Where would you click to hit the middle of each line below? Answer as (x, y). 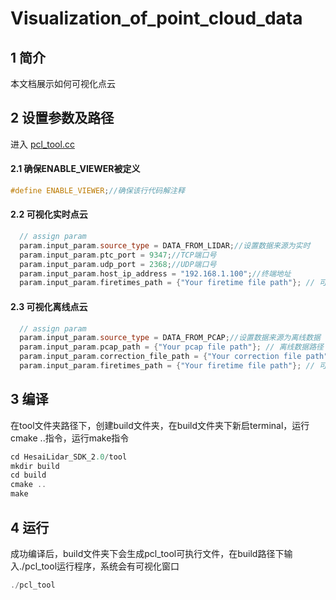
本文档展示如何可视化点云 (63, 83)
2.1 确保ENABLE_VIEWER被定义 (75, 169)
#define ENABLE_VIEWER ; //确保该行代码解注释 (97, 191)
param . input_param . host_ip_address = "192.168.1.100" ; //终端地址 (155, 273)
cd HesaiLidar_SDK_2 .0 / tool (69, 457)
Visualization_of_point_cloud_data (156, 18)
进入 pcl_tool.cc (42, 144)
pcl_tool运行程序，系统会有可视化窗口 (102, 566)
